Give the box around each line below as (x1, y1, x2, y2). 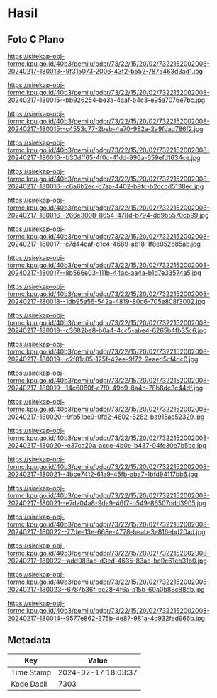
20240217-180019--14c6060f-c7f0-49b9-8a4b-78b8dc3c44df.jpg (7, 384, 204, 392)
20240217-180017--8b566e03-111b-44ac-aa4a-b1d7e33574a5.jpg (7, 269, 202, 277)
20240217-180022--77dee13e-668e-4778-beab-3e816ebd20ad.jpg (7, 528, 206, 536)
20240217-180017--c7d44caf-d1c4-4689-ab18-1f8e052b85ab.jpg (7, 240, 201, 248)
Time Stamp (11, 668, 52, 677)
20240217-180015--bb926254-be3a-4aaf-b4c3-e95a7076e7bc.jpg (7, 96, 206, 104)
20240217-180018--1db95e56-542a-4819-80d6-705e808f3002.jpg (7, 298, 206, 305)
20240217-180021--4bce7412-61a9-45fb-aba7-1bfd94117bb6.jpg (7, 470, 199, 478)
